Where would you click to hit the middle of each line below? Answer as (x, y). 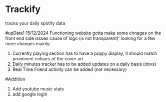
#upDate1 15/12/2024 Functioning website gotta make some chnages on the (83, 33)
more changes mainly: (28, 43)
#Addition (15, 79)
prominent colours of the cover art (48, 58)
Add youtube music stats (38, 88)
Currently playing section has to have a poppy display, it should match (85, 53)
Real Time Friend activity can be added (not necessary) (69, 69)
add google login (30, 94)
